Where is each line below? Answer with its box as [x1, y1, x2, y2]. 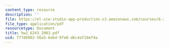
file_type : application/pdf [5, 21, 64, 26]
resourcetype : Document [5, 26, 55, 31]
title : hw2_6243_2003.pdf [5, 30, 59, 35]
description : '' [5, 12, 39, 17]
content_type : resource [5, 7, 55, 12]
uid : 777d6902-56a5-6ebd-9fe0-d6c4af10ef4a [5, 35, 98, 40]
